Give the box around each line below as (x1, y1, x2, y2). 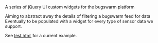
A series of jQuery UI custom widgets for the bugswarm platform (5, 4, 135, 10)
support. (5, 23, 22, 29)
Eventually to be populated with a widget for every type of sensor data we (5, 19, 153, 24)
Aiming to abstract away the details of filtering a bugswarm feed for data (5, 13, 151, 19)
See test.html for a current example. (5, 33, 77, 38)
